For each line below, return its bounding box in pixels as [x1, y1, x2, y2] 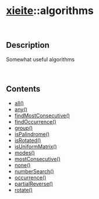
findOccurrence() [14, 118, 56, 125]
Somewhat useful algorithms [6, 55, 75, 62]
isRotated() [14, 137, 41, 144]
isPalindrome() [14, 130, 50, 138]
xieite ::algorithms [6, 4, 94, 18]
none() [14, 162, 31, 169]
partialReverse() [14, 180, 54, 187]
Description [6, 40, 49, 50]
